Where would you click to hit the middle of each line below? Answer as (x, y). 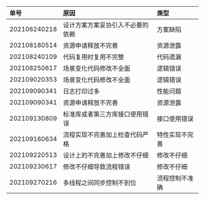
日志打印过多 (81, 91)
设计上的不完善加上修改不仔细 (106, 155)
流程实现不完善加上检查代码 (103, 135)
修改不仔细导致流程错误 (97, 167)
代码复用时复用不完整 (94, 57)
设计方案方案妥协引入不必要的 (106, 25)
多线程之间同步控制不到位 (100, 183)
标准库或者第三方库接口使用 (103, 114)
